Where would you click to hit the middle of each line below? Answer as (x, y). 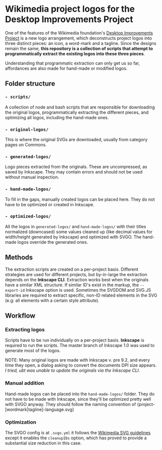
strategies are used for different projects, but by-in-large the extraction (76, 274)
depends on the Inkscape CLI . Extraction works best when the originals (77, 279)
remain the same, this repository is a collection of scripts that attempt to (79, 48)
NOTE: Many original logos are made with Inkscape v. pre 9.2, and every (78, 360)
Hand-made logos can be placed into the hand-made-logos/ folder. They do (80, 394)
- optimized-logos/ (28, 216)
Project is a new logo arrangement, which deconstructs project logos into (79, 38)
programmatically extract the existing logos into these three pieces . (75, 54)
